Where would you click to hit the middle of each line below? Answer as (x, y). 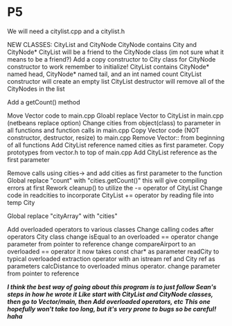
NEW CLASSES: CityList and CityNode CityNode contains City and (102, 44)
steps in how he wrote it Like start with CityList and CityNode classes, (110, 294)
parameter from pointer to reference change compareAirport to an (101, 244)
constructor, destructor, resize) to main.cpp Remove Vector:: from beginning (116, 137)
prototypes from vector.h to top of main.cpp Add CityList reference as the (112, 152)
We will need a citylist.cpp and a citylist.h (66, 31)
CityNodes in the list (36, 89)
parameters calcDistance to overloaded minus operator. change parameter (114, 266)
